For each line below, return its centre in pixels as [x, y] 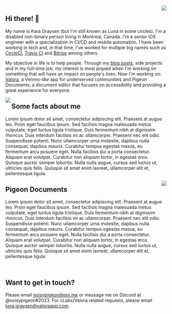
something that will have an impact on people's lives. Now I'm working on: [83, 73]
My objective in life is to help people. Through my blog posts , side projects [84, 63]
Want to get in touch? [40, 282]
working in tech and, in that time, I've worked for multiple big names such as [86, 47]
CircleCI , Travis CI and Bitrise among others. [52, 53]
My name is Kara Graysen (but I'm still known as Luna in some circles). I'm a [86, 31]
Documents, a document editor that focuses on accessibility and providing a [86, 85]
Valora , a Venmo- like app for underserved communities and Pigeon [76, 79]
